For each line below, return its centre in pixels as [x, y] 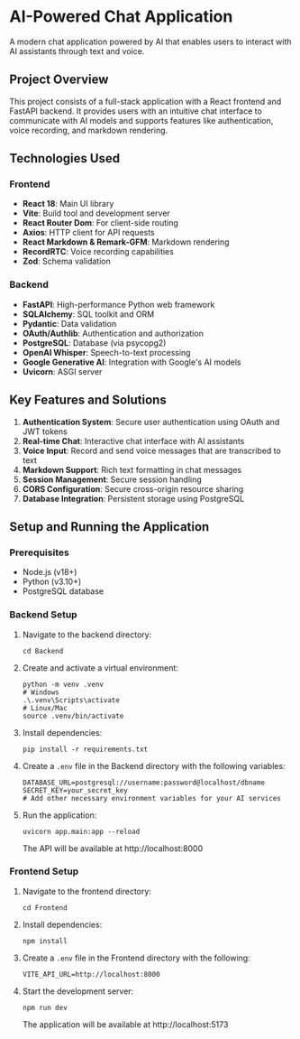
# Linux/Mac [45, 708]
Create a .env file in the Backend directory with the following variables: [154, 765]
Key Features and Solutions [88, 400]
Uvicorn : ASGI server [62, 371]
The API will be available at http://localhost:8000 [113, 848]
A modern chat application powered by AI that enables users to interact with [150, 42]
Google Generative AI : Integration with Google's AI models [132, 362]
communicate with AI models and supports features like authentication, [141, 120]
